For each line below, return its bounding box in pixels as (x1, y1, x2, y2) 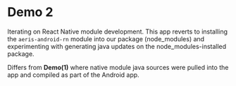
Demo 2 (7, 4, 54, 20)
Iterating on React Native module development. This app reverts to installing (7, 27, 228, 36)
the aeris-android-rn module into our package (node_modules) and (7, 34, 205, 43)
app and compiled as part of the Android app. (7, 71, 139, 79)
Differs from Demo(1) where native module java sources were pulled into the (7, 63, 229, 71)
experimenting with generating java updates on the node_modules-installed (7, 42, 227, 50)
